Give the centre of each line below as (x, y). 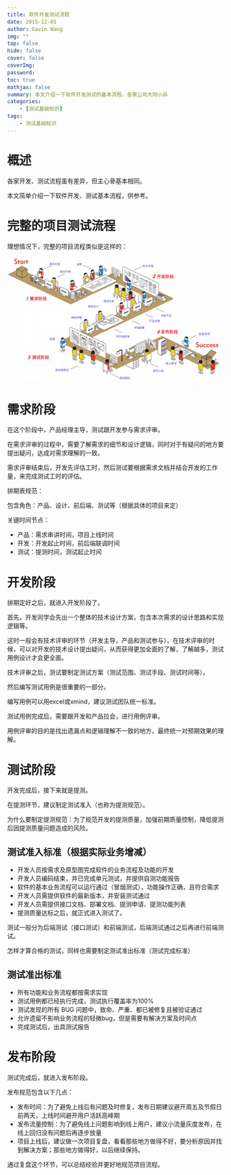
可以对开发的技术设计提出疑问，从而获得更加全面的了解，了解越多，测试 (121, 649)
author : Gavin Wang (35, 29)
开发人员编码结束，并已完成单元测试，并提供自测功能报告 (98, 878)
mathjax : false (29, 87)
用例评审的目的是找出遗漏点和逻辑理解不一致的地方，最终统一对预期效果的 (112, 731)
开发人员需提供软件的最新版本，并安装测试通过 (83, 896)
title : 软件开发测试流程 (38, 14)
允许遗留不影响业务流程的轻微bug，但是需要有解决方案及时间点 (107, 1018)
